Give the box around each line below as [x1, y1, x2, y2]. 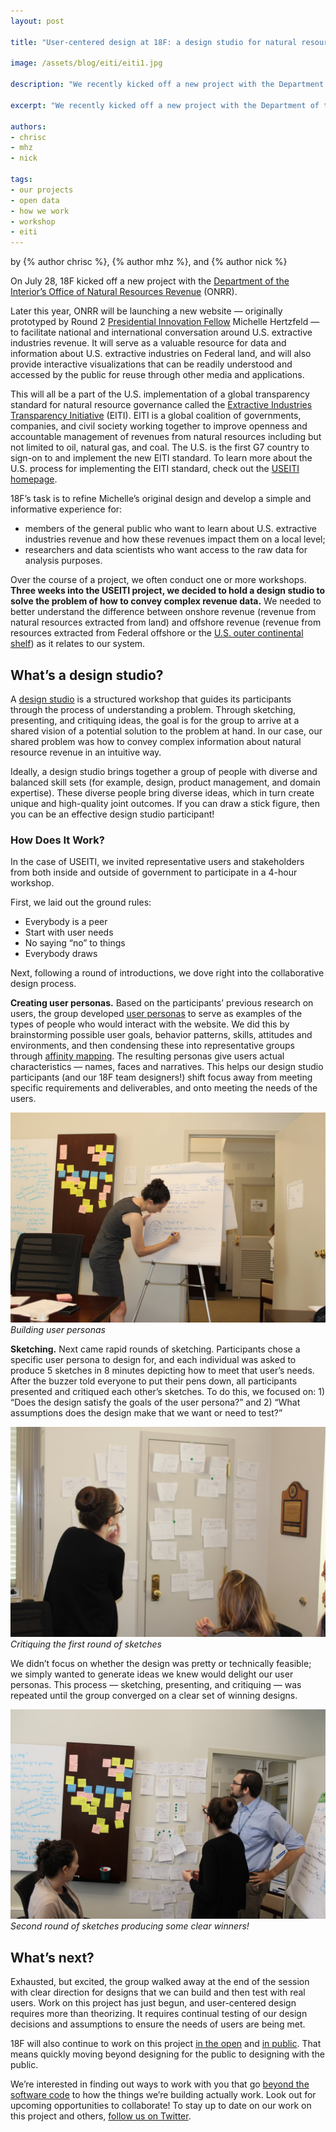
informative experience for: [10, 503, 123, 515]
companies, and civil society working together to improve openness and [10, 420, 308, 432]
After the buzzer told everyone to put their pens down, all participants [10, 1375, 298, 1387]
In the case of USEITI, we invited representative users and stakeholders [10, 856, 305, 868]
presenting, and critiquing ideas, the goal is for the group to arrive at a [10, 714, 300, 726]
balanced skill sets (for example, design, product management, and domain [10, 776, 321, 788]
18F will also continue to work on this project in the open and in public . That [10, 2038, 322, 2050]
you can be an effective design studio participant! [10, 808, 215, 820]
